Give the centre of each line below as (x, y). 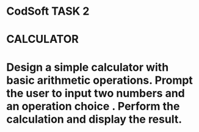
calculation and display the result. (94, 119)
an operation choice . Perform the (93, 106)
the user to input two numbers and (96, 93)
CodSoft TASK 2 (48, 11)
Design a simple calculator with (88, 67)
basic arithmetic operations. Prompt (100, 80)
